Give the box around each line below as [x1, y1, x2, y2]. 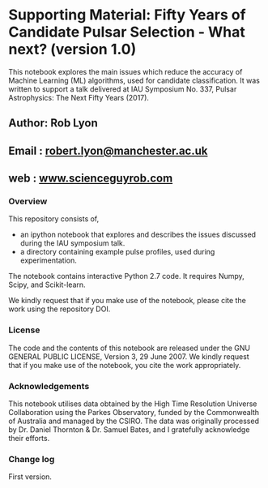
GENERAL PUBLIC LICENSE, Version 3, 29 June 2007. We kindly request [8, 351, 249, 362]
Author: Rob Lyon [8, 116, 99, 131]
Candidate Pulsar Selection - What [8, 23, 245, 41]
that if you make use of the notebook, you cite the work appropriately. [8, 360, 241, 370]
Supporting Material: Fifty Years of [8, 6, 246, 24]
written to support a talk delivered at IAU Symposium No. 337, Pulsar [8, 83, 237, 94]
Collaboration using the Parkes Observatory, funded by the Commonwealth [8, 408, 260, 417]
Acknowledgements [8, 380, 90, 392]
